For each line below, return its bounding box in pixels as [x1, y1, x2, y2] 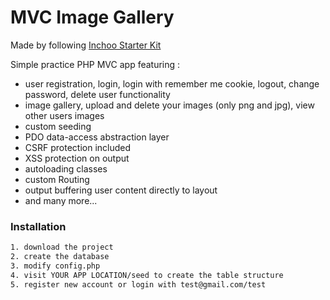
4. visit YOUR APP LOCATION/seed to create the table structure [10, 270, 284, 280]
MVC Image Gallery [10, 6, 175, 29]
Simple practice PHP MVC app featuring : [10, 58, 181, 70]
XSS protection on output [24, 152, 130, 164]
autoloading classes [24, 162, 108, 175]
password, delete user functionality [24, 88, 171, 100]
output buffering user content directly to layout [24, 184, 218, 196]
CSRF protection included [24, 141, 132, 153]
